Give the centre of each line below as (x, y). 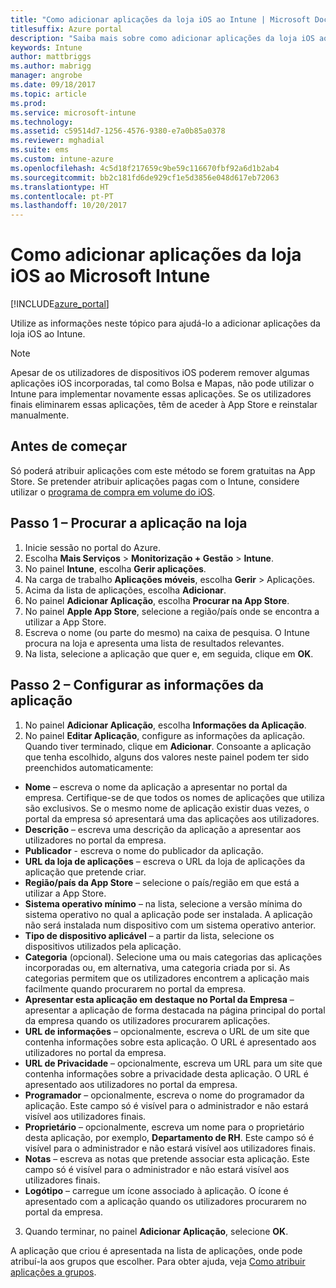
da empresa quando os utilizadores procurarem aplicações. (147, 1020)
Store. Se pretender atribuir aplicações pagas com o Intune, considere (155, 481)
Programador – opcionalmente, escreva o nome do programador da (164, 1095)
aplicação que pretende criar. (85, 872)
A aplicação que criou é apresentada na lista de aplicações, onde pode (156, 1250)
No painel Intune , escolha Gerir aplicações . (115, 568)
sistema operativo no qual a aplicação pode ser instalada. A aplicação (168, 914)
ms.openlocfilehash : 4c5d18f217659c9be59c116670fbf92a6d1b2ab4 (145, 168)
